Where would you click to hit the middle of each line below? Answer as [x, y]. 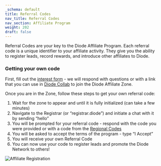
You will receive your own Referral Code [52, 139]
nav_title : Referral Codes [32, 18]
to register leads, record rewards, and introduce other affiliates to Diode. [77, 56]
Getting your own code [32, 68]
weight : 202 [17, 28]
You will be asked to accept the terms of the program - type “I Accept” [83, 134]
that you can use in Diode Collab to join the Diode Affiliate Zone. [69, 84]
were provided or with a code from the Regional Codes [67, 129]
